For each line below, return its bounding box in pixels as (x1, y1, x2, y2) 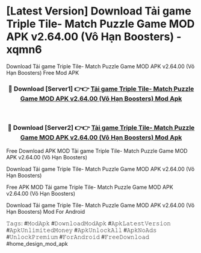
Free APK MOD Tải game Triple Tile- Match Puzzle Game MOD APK (6, 183, 173, 191)
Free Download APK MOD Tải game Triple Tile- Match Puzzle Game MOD (6, 147, 188, 155)
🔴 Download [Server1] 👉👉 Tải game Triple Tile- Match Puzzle (8, 85, 194, 93)
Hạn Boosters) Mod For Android (6, 208, 85, 215)
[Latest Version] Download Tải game (6, 4, 191, 18)
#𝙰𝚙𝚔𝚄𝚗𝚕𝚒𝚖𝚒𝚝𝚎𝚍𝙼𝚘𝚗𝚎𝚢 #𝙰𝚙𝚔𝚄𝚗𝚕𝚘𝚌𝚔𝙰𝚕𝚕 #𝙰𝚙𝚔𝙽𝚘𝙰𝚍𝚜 (6, 226, 157, 234)
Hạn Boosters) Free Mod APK (6, 69, 79, 76)
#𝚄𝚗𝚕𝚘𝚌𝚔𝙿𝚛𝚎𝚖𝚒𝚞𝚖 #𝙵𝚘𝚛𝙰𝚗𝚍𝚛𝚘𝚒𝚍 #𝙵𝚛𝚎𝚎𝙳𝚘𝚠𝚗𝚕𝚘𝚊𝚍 (6, 233, 149, 240)
